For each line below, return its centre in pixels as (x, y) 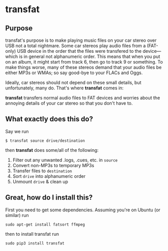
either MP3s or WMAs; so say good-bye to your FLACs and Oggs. (74, 73)
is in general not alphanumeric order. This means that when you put (90, 56)
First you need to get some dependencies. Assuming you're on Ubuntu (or (83, 210)
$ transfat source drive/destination (45, 141)
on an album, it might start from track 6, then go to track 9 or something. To (84, 62)
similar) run (17, 215)
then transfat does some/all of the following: (52, 150)
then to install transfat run (32, 234)
